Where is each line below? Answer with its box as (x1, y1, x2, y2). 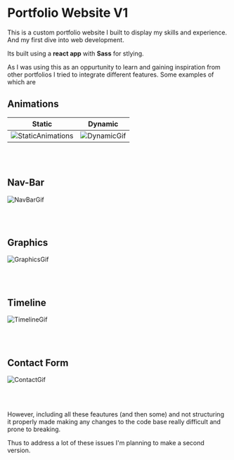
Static (32, 119, 53, 129)
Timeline (7, 296, 47, 308)
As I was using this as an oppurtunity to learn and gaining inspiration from (7, 63, 221, 71)
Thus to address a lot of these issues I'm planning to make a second (7, 439, 205, 447)
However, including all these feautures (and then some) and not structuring (7, 410, 225, 419)
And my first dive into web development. (7, 35, 124, 44)
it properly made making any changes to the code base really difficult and (7, 418, 221, 426)
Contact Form (7, 357, 69, 369)
